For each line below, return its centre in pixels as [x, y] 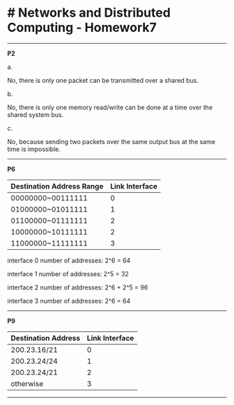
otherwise [27, 383]
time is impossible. [34, 149]
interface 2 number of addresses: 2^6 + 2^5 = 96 [78, 287]
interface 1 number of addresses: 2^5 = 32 [68, 273]
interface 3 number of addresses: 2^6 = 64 [69, 301]
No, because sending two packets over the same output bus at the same [111, 141]
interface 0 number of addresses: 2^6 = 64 [69, 260]
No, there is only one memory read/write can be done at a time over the [110, 107]
